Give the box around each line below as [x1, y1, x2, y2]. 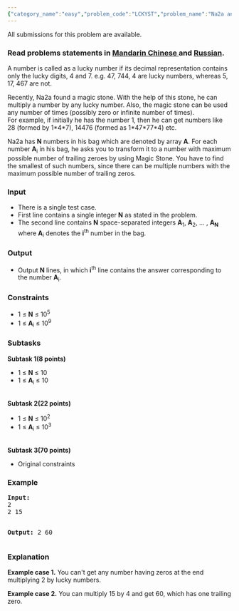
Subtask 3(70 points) [7, 446, 71, 454]
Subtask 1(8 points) [7, 354, 66, 363]
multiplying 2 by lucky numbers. [7, 575, 102, 585]
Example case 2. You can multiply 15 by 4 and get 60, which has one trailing [7, 590, 231, 598]
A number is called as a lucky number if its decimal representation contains [7, 63, 228, 72]
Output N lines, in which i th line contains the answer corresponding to [17, 265, 222, 274]
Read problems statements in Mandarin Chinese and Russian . [7, 48, 225, 58]
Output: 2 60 [7, 528, 53, 536]
